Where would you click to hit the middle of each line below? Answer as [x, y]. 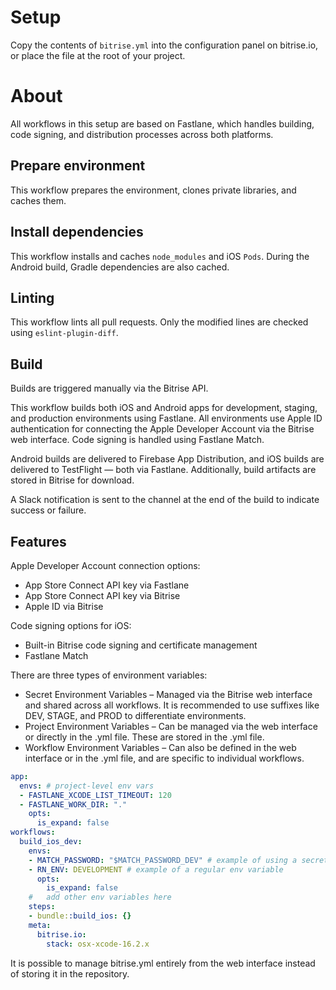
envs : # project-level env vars [87, 786]
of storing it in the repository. [70, 973]
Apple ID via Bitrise [64, 606]
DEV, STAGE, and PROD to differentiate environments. [135, 715]
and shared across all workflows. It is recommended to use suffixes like [172, 705]
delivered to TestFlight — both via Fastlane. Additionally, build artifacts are [163, 470]
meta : [40, 925]
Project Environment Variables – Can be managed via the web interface [171, 726]
